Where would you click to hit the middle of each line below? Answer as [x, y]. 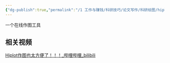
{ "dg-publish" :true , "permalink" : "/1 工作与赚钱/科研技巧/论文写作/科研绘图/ [81, 10]
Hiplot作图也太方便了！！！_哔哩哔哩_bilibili [50, 55]
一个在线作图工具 [23, 25]
